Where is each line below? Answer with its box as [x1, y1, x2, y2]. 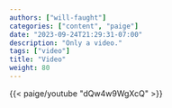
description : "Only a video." [9, 38, 123, 48]
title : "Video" [9, 55, 67, 64]
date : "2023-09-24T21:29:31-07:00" [9, 30, 143, 39]
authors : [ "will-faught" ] [9, 13, 106, 22]
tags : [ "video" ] [9, 47, 70, 56]
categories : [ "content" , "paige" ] [9, 22, 140, 31]
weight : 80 [9, 64, 50, 73]
